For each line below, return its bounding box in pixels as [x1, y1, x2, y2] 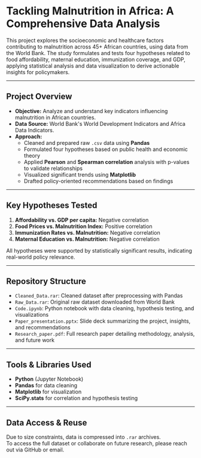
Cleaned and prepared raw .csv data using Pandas [23, 139, 150, 146]
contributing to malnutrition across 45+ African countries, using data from [6, 43, 188, 50]
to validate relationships [23, 165, 83, 172]
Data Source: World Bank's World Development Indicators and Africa [14, 120, 185, 127]
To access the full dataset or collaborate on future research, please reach [6, 440, 187, 447]
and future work [14, 336, 55, 344]
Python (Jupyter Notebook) [14, 375, 84, 383]
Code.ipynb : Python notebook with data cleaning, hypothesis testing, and [14, 305, 194, 312]
